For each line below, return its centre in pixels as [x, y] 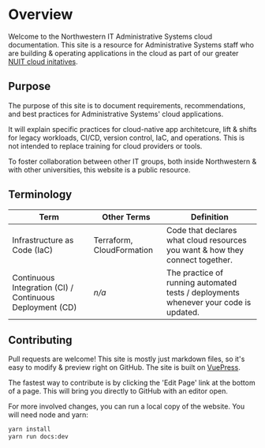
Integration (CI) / [43, 288]
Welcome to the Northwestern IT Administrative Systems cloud [110, 36]
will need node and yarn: [49, 415]
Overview [41, 15]
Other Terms [126, 216]
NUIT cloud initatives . [43, 62]
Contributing [40, 340]
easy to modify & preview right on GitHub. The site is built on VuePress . [124, 367]
